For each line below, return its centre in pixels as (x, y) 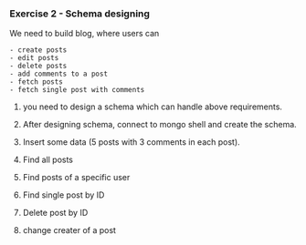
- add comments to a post (58, 74)
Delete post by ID (55, 213)
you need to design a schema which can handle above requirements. (153, 107)
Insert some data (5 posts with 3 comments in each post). (131, 142)
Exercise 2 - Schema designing (80, 14)
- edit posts (34, 58)
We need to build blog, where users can (84, 34)
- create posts (38, 50)
